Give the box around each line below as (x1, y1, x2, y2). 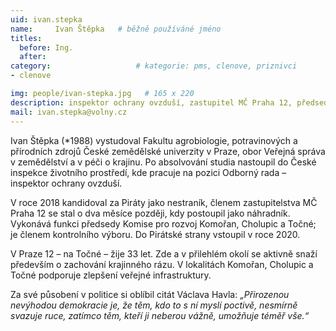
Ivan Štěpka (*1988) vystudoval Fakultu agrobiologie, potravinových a (10, 134, 298, 146)
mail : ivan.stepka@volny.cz (10, 107, 128, 117)
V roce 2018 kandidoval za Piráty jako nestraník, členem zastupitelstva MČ (10, 196, 318, 208)
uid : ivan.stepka (10, 14, 83, 25)
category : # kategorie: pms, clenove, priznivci (10, 61, 298, 71)
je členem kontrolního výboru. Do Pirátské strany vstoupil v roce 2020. (10, 228, 301, 240)
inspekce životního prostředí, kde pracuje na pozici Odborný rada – (10, 166, 287, 178)
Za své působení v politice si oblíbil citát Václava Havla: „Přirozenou (10, 288, 290, 300)
